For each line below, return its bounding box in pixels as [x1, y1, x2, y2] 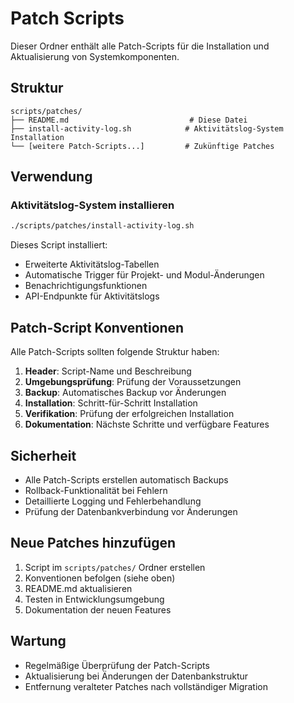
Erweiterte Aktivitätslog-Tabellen [24, 258, 160, 271]
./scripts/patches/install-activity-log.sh [10, 221, 195, 231]
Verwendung [10, 168, 93, 186]
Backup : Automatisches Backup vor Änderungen [24, 387, 227, 399]
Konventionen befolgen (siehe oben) [24, 572, 176, 584]
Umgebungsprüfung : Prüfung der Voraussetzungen [24, 376, 242, 388]
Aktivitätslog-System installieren [10, 198, 175, 212]
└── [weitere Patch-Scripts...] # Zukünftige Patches [10, 141, 275, 151]
